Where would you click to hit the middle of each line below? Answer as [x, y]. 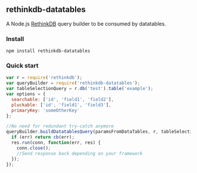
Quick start [23, 65]
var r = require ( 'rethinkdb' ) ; [44, 78]
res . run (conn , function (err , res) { [56, 143]
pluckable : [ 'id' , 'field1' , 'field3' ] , [61, 105]
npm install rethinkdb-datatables [48, 51]
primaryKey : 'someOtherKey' [46, 110]
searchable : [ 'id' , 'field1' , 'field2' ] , [63, 99]
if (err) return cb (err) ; [43, 137]
